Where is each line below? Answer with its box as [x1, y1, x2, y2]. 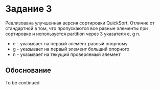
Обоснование [5, 66, 52, 75]
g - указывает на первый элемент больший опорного [12, 46, 129, 52]
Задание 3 [5, 3, 52, 15]
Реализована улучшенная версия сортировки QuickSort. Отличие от [5, 20, 155, 26]
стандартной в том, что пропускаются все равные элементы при [5, 25, 148, 31]
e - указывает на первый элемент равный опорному [12, 40, 128, 46]
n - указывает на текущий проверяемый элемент [12, 51, 121, 57]
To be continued [5, 79, 40, 85]
